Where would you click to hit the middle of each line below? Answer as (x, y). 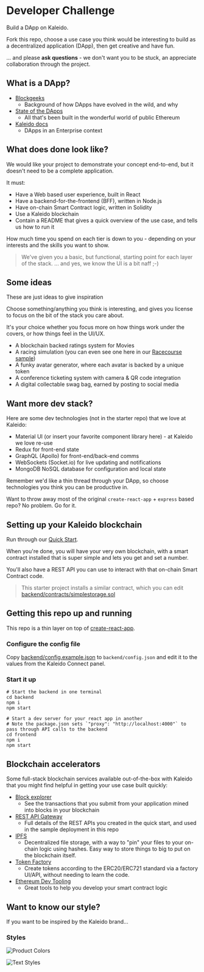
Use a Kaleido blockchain (47, 213)
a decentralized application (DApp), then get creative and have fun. (91, 46)
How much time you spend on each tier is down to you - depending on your (101, 238)
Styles (16, 937)
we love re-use (34, 443)
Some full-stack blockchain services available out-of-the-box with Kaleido (100, 779)
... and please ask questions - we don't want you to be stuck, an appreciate (101, 57)
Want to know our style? (53, 907)
